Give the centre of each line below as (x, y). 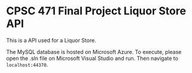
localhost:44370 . (27, 65)
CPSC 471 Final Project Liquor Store (96, 11)
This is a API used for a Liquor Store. (51, 40)
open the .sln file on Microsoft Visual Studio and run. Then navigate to (92, 58)
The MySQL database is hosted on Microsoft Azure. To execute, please (94, 51)
